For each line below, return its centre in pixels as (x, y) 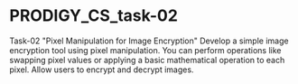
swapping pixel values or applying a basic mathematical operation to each (147, 60)
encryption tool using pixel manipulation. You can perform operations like (145, 50)
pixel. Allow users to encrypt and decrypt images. (102, 70)
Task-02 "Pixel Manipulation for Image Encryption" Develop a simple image (149, 41)
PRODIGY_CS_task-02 (94, 16)
